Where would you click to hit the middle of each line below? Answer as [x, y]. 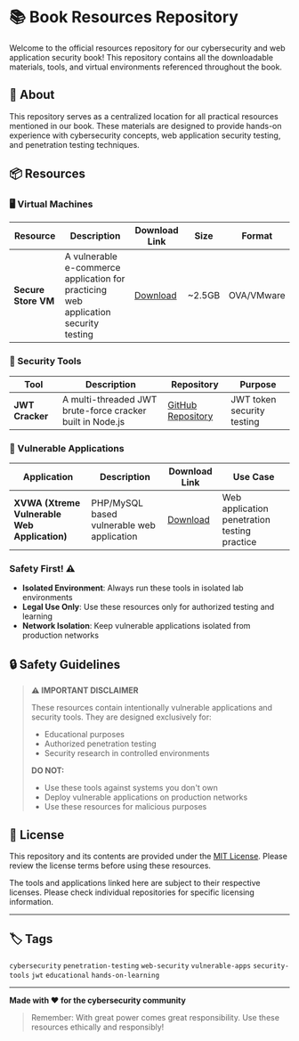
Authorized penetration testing [101, 744]
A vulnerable [91, 256]
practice [239, 542]
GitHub [182, 404]
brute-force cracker [104, 411]
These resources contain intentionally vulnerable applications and [152, 708]
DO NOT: [48, 770]
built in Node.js [93, 421]
